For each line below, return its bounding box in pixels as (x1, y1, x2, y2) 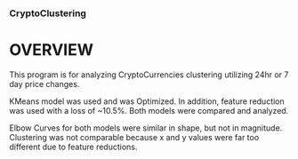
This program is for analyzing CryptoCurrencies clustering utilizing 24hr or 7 (9, 69, 289, 80)
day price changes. (9, 78, 80, 89)
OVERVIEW (9, 40, 94, 60)
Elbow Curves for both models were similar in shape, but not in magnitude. (9, 123, 283, 133)
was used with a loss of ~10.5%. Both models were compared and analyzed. (9, 105, 289, 115)
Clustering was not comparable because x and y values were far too (9, 131, 260, 142)
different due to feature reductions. (9, 141, 138, 152)
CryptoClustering (9, 7, 87, 20)
